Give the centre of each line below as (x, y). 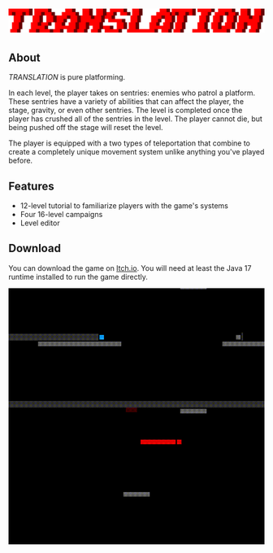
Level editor (40, 223)
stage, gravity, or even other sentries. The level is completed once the (126, 111)
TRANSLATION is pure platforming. (67, 77)
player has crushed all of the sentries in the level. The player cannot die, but (135, 119)
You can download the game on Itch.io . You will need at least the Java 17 (130, 268)
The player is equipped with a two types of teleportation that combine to (129, 143)
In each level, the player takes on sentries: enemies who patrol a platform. (132, 93)
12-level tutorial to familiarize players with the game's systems (124, 206)
